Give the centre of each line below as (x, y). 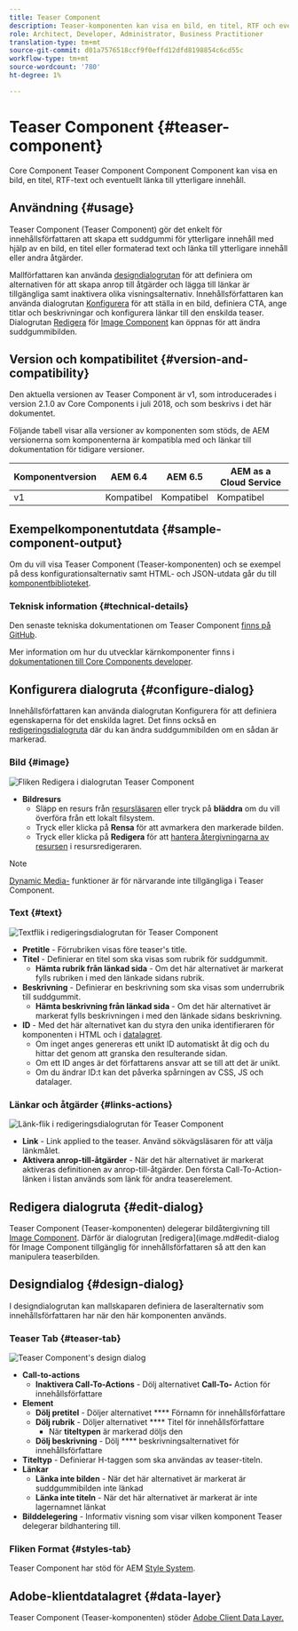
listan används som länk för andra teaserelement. (143, 1179)
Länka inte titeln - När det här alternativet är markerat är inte (146, 1498)
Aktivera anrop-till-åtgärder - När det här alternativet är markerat (143, 1160)
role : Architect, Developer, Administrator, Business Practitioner (137, 34)
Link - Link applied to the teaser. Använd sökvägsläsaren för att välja (147, 1142)
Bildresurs (42, 799)
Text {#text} (36, 913)
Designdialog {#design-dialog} (97, 1285)
